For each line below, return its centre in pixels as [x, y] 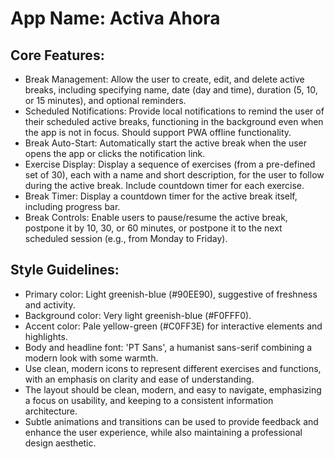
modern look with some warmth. [91, 358]
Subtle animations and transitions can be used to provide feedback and [171, 421]
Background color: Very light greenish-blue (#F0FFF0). [138, 315]
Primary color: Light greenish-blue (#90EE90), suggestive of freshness [171, 294]
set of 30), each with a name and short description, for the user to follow [174, 175]
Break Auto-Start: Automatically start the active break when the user [165, 143]
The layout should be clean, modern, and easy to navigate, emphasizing [173, 389]
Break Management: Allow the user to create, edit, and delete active [164, 79]
